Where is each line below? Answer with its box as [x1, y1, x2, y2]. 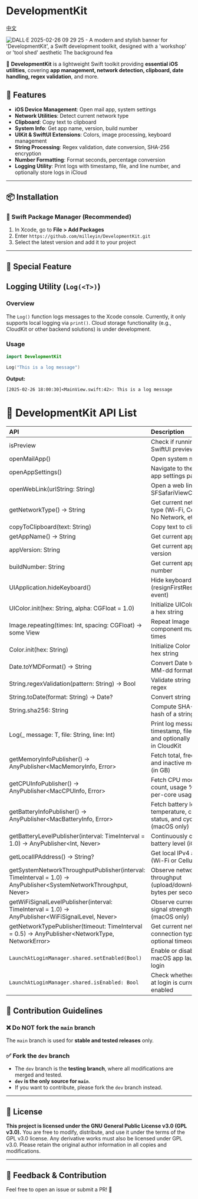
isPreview [9, 441, 37, 449]
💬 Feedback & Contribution [6, 1170, 107, 1180]
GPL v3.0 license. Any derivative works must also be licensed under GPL [6, 1135, 183, 1142]
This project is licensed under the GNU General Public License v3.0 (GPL [6, 1123, 187, 1130]
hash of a [151, 710, 177, 718]
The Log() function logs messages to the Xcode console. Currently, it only [6, 312, 186, 320]
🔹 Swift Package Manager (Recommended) [6, 213, 131, 221]
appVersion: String [9, 546, 61, 554]
